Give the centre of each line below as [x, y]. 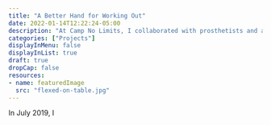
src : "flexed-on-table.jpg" [63, 90]
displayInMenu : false [45, 46]
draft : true [28, 61]
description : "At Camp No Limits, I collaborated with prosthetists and [133, 30]
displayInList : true [43, 53]
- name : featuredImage [46, 83]
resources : [27, 75]
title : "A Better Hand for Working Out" [77, 16]
